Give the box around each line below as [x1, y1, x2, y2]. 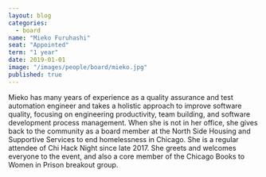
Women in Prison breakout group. [8, 160, 119, 169]
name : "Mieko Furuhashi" [8, 33, 91, 42]
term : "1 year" [8, 48, 59, 56]
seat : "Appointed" [8, 41, 69, 49]
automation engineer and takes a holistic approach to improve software [8, 101, 242, 110]
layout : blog [8, 11, 52, 20]
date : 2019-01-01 [8, 56, 66, 64]
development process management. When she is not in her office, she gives [8, 117, 258, 127]
